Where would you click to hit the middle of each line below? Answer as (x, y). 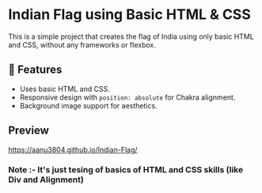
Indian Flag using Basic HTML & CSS (130, 15)
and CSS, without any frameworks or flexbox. (82, 44)
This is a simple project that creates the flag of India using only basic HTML (131, 36)
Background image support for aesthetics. (88, 105)
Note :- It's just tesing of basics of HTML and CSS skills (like (126, 170)
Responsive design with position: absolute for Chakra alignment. (127, 97)
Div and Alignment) (46, 180)
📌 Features (35, 70)
